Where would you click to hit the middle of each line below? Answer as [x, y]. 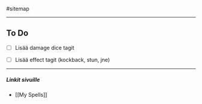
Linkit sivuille [23, 79]
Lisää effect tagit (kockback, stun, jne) [62, 60]
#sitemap [18, 9]
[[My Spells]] [31, 94]
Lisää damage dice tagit [44, 47]
